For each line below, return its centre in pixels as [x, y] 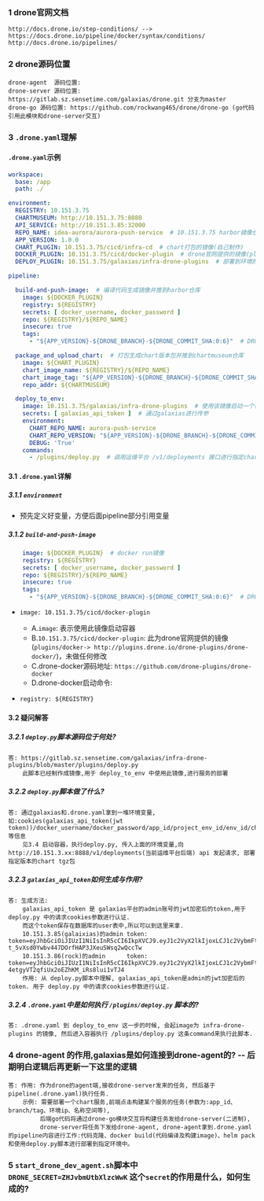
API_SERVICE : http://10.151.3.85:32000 [81, 225]
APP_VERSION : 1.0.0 [47, 240]
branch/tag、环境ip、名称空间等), [59, 1111]
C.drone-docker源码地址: [72, 666]
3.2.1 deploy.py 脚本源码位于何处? [62, 737]
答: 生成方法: [28, 901]
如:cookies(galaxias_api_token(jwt [66, 821]
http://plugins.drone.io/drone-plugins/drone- [171, 647]
